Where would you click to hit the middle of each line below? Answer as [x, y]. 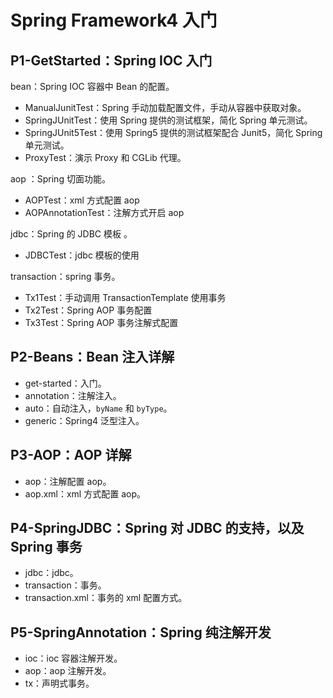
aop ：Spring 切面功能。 [60, 179]
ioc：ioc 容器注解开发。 [73, 658]
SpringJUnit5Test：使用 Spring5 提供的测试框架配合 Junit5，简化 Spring [173, 132]
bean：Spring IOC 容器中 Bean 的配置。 [92, 86]
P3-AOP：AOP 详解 [71, 455]
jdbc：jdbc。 [51, 573]
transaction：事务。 [65, 585]
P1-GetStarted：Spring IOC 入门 [111, 60]
